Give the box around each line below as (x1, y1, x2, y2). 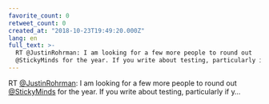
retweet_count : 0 (8, 19, 66, 27)
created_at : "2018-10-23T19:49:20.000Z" (8, 26, 146, 34)
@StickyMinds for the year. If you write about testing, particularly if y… (8, 86, 241, 96)
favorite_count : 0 (8, 11, 70, 20)
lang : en (8, 34, 38, 42)
